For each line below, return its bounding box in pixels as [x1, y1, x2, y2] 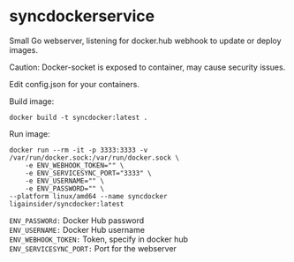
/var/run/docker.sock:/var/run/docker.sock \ [9, 153, 179, 162]
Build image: [9, 95, 55, 107]
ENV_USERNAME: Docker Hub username [9, 224, 146, 235]
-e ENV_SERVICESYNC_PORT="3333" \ [25, 168, 152, 177]
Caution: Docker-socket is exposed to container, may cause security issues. [9, 62, 286, 72]
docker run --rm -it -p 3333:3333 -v [9, 146, 148, 154]
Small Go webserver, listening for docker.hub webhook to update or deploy [9, 35, 282, 46]
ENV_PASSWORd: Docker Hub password [9, 214, 145, 226]
